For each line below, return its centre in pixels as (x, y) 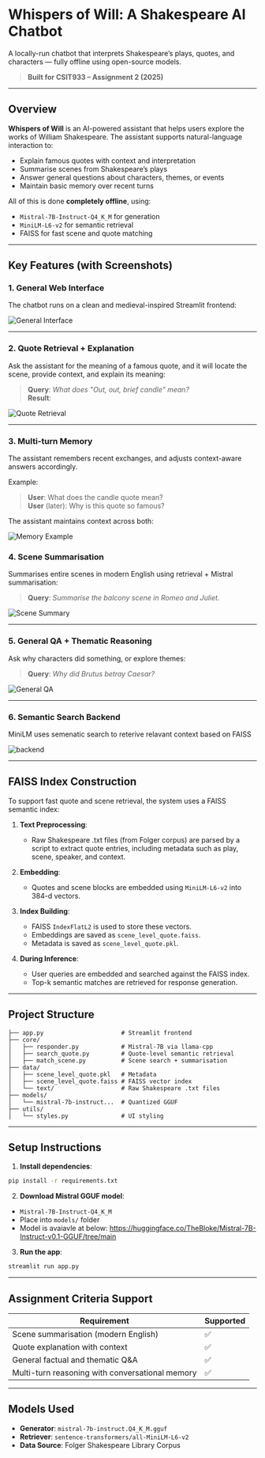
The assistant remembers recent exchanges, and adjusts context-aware (125, 458)
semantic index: (34, 809)
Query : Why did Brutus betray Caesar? (91, 673)
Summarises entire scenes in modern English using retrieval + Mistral (121, 574)
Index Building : (45, 911)
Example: (23, 482)
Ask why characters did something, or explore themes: (97, 658)
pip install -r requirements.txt (63, 1181)
